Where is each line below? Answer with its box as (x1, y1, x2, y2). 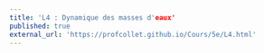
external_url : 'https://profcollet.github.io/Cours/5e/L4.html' (9, 30, 257, 39)
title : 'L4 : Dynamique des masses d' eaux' (9, 13, 176, 22)
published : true (9, 22, 71, 31)
